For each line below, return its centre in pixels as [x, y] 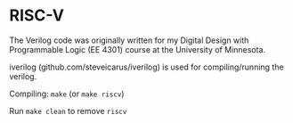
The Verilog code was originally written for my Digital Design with [129, 40]
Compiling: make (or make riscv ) [67, 94]
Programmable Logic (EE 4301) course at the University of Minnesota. [137, 49]
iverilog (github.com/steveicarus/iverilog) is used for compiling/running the [146, 67]
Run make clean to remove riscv [68, 111]
